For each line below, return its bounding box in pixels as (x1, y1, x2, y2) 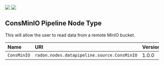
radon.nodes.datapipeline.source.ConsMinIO (35, 52, 138, 58)
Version (142, 44, 161, 50)
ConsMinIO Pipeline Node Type (5, 19, 102, 28)
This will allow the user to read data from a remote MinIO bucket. (5, 32, 135, 38)
